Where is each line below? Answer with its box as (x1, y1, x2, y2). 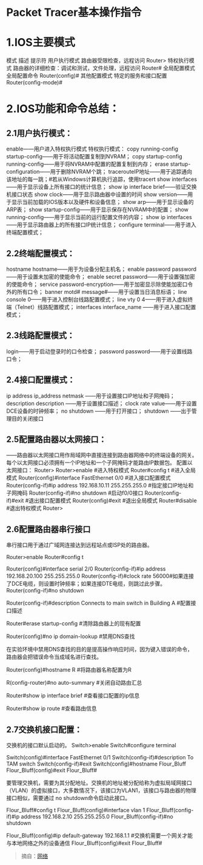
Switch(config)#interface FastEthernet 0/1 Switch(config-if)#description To (6, 754, 194, 761)
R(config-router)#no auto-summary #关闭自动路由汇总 (6, 679, 142, 687)
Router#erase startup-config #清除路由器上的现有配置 (6, 620, 141, 627)
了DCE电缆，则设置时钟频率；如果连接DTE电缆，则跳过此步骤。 (6, 580, 165, 588)
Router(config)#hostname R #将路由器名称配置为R (6, 666, 132, 674)
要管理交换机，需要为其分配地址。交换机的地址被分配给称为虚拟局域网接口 (6, 779, 192, 786)
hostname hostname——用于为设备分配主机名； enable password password (6, 265, 197, 273)
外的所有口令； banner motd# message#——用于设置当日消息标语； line (6, 288, 187, 295)
